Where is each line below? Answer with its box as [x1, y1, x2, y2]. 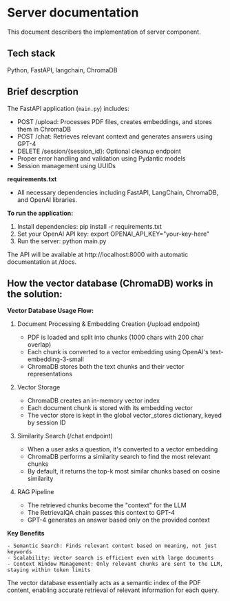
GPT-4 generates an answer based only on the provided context [27, 516, 210, 524]
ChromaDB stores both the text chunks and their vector [27, 363, 185, 371]
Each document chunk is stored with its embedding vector [27, 404, 193, 412]
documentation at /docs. [7, 257, 77, 266]
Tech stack [7, 48, 56, 59]
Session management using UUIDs [17, 161, 116, 170]
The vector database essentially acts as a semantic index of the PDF [7, 579, 201, 587]
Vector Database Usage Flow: [7, 307, 94, 315]
